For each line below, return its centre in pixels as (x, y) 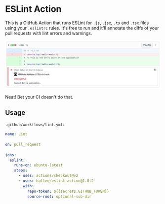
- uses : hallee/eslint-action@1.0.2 (56, 181)
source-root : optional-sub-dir (59, 196)
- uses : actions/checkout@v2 (48, 176)
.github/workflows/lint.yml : (35, 125)
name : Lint (16, 134)
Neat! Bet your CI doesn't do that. (39, 97)
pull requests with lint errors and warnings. (49, 33)
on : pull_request (23, 144)
